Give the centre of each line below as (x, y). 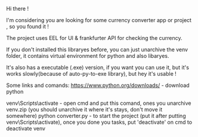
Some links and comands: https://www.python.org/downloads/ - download (98, 85)
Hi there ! (17, 9)
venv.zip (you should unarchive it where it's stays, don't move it (84, 109)
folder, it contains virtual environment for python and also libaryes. (88, 56)
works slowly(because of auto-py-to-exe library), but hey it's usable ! (92, 74)
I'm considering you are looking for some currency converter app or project (99, 20)
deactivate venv (26, 128)
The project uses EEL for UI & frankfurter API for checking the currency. (94, 38)
